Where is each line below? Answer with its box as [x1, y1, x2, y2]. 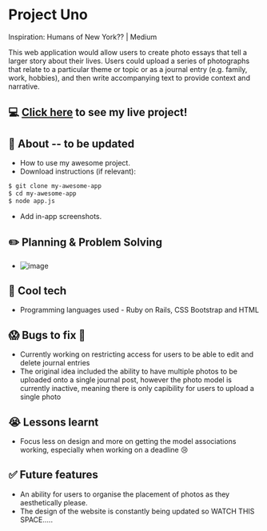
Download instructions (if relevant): [19, 166, 136, 177]
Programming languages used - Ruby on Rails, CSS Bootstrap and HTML [19, 305, 260, 315]
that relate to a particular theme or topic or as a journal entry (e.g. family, [8, 64, 248, 74]
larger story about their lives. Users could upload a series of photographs [8, 56, 250, 66]
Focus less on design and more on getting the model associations [19, 437, 237, 446]
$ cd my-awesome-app [8, 190, 78, 198]
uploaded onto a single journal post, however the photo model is [19, 375, 232, 385]
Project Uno [8, 6, 88, 24]
